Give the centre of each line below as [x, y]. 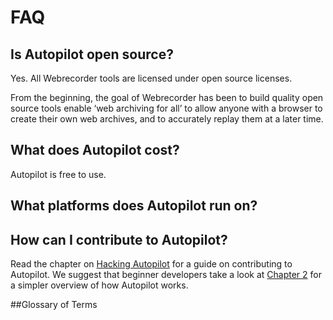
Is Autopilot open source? [92, 54]
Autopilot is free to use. [58, 174]
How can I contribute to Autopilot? [119, 239]
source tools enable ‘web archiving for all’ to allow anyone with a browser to [166, 108]
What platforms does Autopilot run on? [134, 206]
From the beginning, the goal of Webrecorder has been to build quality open [167, 97]
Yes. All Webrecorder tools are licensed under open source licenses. [151, 78]
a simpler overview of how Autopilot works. [99, 285]
